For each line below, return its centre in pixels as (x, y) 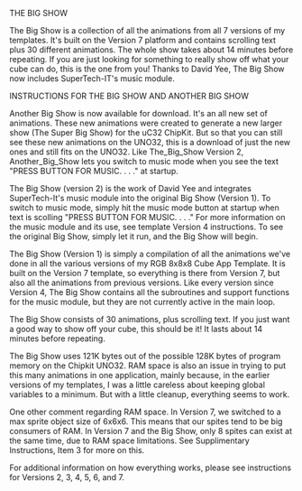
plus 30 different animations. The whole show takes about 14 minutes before (151, 50)
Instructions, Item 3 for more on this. (77, 450)
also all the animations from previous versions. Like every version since (142, 283)
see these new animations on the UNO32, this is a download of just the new (150, 142)
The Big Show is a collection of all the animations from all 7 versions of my (147, 30)
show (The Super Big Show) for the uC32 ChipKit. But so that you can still (146, 133)
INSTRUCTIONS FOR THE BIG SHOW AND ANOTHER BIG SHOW (129, 96)
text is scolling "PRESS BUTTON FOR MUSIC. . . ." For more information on (147, 217)
